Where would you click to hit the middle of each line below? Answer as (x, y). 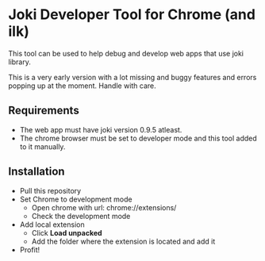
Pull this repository (50, 190)
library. (20, 62)
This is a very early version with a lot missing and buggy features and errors (132, 77)
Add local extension (52, 225)
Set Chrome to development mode (76, 199)
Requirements (44, 111)
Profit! (30, 249)
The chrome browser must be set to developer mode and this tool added (138, 138)
